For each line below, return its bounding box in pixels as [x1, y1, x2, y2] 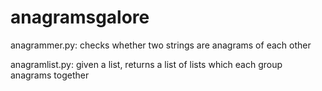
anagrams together [10, 69, 90, 81]
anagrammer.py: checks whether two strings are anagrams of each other [10, 39, 312, 51]
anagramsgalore [10, 6, 150, 29]
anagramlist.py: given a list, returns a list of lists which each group [10, 58, 283, 70]
